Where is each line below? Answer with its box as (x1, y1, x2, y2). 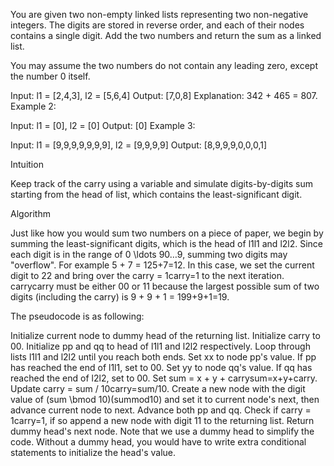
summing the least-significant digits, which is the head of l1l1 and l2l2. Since (10, 238, 324, 249)
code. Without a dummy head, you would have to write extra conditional (10, 436, 307, 448)
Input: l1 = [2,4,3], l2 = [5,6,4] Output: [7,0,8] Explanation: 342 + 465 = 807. (10, 90, 318, 101)
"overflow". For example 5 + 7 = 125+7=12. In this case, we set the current (10, 259, 315, 271)
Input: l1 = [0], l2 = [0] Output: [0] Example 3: (10, 120, 196, 131)
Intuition (10, 159, 44, 170)
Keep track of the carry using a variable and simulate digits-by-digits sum (10, 178, 313, 189)
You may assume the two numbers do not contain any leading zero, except (10, 60, 318, 71)
